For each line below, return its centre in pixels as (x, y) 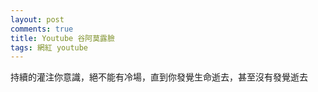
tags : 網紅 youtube (49, 47)
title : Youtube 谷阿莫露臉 (62, 38)
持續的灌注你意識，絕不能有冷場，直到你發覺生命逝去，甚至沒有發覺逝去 (159, 77)
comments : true (42, 29)
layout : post (37, 19)
